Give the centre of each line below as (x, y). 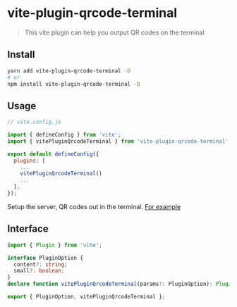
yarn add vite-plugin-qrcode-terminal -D (69, 71)
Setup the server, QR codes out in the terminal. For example (94, 206)
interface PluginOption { (45, 258)
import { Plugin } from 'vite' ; (55, 245)
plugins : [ (30, 161)
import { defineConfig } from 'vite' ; (64, 135)
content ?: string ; (41, 264)
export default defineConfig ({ (53, 154)
